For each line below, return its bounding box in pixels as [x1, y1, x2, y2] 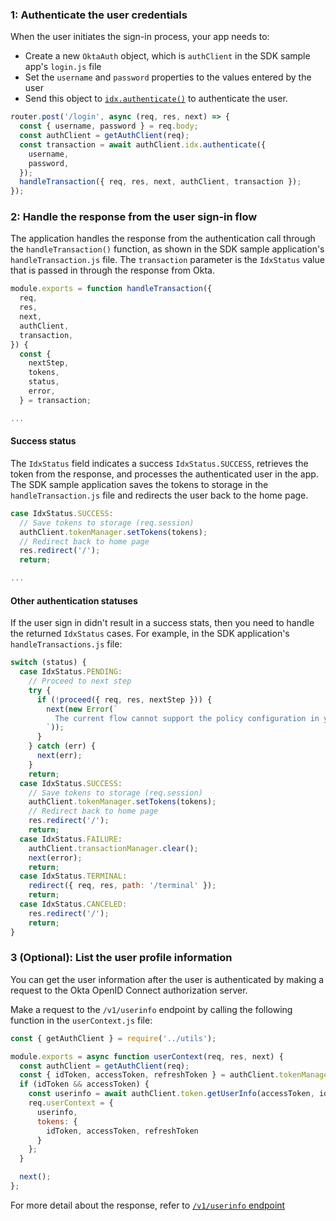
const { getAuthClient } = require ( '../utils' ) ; [10, 1033, 217, 1043]
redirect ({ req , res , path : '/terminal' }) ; [28, 881, 217, 891]
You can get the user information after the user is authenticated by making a [10, 973, 325, 985]
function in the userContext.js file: [10, 1014, 153, 1026]
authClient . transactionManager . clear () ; [28, 843, 199, 853]
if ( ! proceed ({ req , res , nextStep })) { [36, 694, 213, 705]
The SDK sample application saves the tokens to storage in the [10, 478, 269, 490]
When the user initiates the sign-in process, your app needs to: [10, 31, 270, 43]
